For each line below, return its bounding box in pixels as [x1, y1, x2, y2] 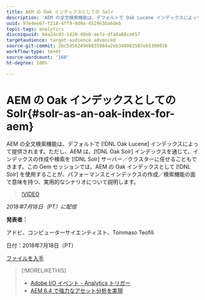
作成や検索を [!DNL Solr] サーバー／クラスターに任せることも [38, 156, 192, 163]
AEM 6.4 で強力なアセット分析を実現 [30, 287, 123, 295]
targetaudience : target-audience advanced [6, 37, 116, 43]
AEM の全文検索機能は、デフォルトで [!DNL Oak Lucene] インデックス [6, 141, 183, 148]
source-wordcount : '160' [6, 54, 70, 60]
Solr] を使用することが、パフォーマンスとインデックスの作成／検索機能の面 [6, 171, 196, 178]
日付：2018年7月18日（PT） [6, 242, 77, 249]
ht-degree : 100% [6, 60, 48, 66]
